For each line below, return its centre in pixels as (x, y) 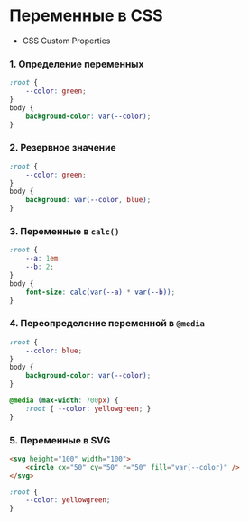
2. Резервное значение (63, 148)
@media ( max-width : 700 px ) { (64, 400)
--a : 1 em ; (44, 259)
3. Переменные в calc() (65, 231)
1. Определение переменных (77, 64)
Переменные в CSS (87, 16)
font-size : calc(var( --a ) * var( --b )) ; (101, 292)
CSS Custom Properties (66, 41)
